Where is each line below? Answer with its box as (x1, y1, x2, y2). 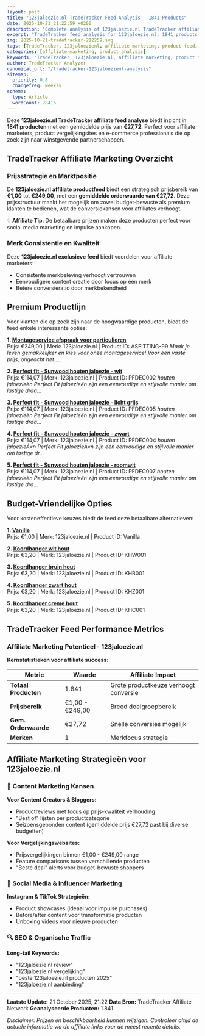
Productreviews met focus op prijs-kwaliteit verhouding (15, 808, 155, 815)
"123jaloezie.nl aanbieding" (15, 980, 85, 988)
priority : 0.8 (12, 77, 48, 83)
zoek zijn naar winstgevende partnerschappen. (7, 135, 125, 143)
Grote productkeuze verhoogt (109, 681, 195, 689)
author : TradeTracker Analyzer (7, 60, 86, 66)
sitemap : (7, 71, 29, 77)
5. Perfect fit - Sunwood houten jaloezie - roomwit (7, 461, 136, 469)
